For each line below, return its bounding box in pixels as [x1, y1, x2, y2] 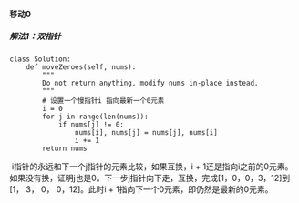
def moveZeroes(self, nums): [26, 62, 137, 72]
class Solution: [9, 55, 71, 64]
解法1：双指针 [9, 31, 62, 42]
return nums [42, 144, 88, 153]
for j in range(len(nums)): [42, 112, 149, 121]
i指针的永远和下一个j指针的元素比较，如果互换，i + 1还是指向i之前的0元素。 [11, 160, 294, 172]
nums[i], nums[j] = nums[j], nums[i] [74, 127, 219, 137]
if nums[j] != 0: [57, 119, 125, 129]
